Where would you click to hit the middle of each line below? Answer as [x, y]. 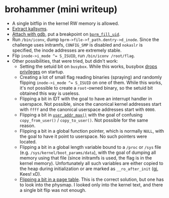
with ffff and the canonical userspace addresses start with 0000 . [88, 109]
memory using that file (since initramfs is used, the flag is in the [86, 157]
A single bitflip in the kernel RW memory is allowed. [66, 23]
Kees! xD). [30, 174]
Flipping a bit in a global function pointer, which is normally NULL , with [92, 131]
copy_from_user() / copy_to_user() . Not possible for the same [84, 120]
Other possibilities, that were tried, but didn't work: [65, 61]
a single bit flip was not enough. [53, 190]
